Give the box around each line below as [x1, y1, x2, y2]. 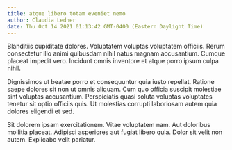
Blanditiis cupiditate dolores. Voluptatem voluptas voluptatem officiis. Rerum [7, 42, 225, 51]
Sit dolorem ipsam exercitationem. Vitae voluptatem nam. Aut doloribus [7, 121, 210, 129]
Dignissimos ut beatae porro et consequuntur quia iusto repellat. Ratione [7, 78, 215, 86]
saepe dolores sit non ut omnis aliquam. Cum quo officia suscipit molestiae [7, 85, 222, 94]
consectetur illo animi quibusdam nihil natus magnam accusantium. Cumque [7, 49, 226, 58]
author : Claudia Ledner [7, 17, 76, 24]
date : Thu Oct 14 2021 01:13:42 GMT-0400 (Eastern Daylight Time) [7, 23, 204, 30]
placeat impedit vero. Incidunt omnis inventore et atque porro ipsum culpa [7, 57, 219, 65]
